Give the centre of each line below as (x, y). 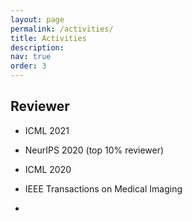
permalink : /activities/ (62, 29)
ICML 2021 (47, 130)
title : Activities (48, 38)
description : (37, 47)
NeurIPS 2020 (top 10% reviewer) (94, 150)
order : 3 (28, 66)
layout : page (37, 19)
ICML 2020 (48, 169)
